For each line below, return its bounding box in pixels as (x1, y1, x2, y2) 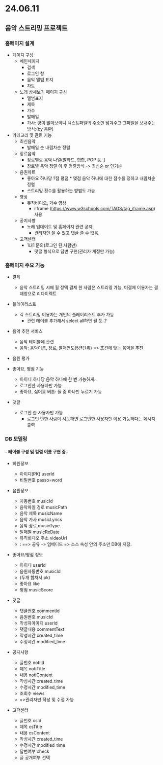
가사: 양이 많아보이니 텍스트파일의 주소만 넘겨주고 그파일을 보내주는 (27, 119, 156, 126)
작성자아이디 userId (19, 620, 58, 626)
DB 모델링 (5, 436, 27, 442)
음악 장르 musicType (19, 523, 60, 529)
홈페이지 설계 (5, 40, 34, 47)
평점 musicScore (19, 587, 53, 593)
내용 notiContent (19, 672, 53, 678)
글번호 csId (19, 718, 42, 724)
